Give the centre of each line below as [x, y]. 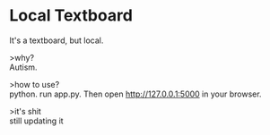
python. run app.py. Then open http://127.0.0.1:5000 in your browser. [135, 94]
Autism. [23, 67]
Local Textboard [71, 16]
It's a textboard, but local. [57, 40]
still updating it [37, 121]
